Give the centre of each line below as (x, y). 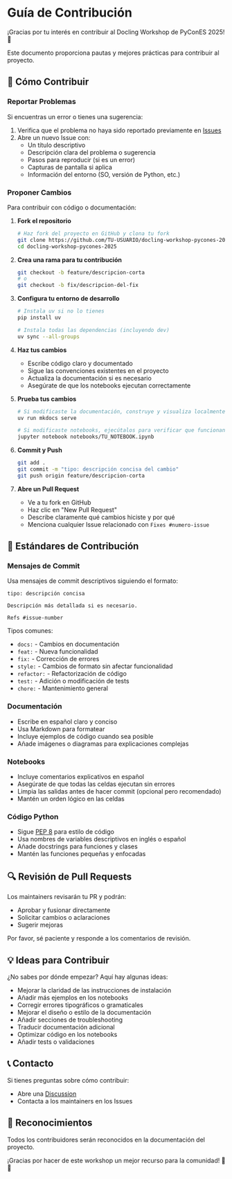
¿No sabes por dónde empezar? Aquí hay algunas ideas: (88, 977)
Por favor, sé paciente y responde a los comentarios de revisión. (99, 938)
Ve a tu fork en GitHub (59, 502)
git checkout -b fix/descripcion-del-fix (78, 286)
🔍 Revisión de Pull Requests (70, 876)
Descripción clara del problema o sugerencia (91, 152)
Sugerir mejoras (40, 925)
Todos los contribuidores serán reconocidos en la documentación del (106, 1139)
